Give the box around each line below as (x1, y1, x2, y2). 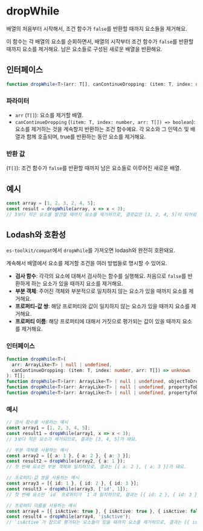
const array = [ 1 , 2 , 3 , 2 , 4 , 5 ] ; (6, 201, 96, 207)
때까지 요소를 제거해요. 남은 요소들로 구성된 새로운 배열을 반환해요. (6, 45, 163, 53)
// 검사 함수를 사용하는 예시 (6, 419, 68, 425)
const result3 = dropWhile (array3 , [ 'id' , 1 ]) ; (6, 486, 129, 492)
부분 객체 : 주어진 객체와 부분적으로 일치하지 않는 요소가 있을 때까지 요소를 (14, 288, 187, 295)
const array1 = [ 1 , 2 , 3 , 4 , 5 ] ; (6, 425, 91, 431)
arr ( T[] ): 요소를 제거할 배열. (14, 111, 83, 118)
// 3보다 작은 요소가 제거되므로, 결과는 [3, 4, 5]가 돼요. (6, 436, 138, 442)
